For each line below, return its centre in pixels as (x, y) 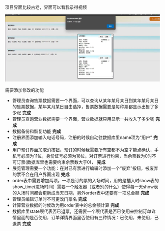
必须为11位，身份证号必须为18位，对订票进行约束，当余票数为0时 (86, 156)
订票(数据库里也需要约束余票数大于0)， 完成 (61, 162)
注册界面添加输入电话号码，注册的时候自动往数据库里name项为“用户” (82, 137)
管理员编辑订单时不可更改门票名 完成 (49, 199)
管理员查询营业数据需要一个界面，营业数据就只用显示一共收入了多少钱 (83, 119)
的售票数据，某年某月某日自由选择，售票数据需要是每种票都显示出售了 (83, 107)
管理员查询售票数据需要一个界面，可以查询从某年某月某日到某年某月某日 (85, 100)
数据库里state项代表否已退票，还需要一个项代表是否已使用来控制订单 (82, 211)
